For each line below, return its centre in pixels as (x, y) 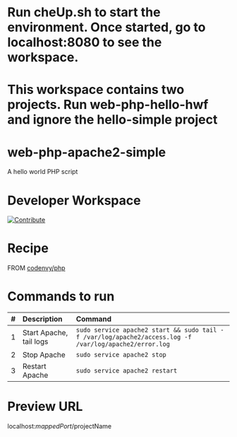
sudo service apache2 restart (127, 371)
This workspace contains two (96, 90)
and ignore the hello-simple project (113, 120)
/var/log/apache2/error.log (123, 344)
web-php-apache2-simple (87, 152)
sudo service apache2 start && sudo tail (146, 330)
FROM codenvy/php (36, 268)
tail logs (35, 342)
